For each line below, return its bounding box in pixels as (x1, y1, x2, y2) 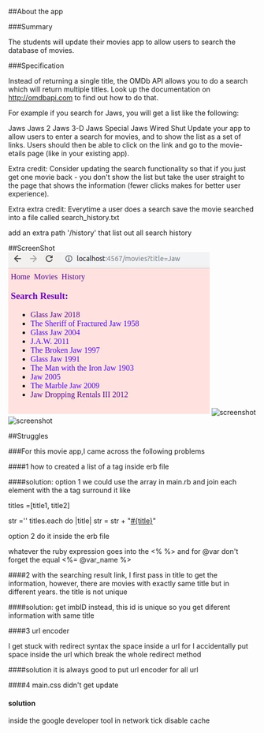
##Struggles (8, 432, 49, 440)
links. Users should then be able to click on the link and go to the (8, 140, 218, 149)
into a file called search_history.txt (8, 213, 120, 222)
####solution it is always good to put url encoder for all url (8, 665, 199, 674)
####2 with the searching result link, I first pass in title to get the (8, 570, 218, 579)
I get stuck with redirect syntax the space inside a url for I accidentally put (8, 641, 248, 650)
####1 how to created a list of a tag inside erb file (8, 462, 169, 471)
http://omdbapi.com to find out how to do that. (8, 93, 159, 102)
